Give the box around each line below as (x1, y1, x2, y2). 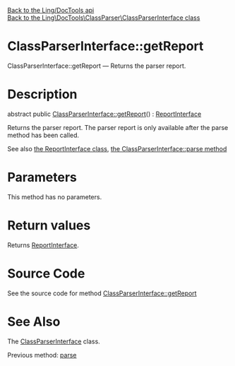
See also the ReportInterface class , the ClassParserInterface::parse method (7, 144, 227, 153)
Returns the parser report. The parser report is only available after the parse (7, 123, 229, 131)
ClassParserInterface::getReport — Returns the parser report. (7, 61, 186, 70)
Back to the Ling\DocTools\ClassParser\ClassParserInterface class (7, 13, 200, 22)
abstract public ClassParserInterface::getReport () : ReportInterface (7, 110, 202, 118)
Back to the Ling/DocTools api (7, 6, 95, 14)
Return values (7, 218, 91, 233)
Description (7, 86, 78, 102)
